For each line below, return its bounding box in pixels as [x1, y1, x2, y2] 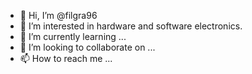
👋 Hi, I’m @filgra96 [19, 10, 98, 21]
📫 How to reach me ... [19, 53, 113, 64]
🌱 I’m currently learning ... [19, 31, 127, 42]
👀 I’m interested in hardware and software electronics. [19, 20, 243, 32]
